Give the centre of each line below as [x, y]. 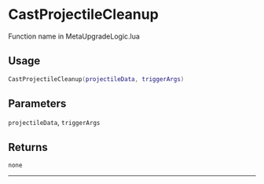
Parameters [37, 104]
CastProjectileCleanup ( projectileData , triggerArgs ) [96, 79]
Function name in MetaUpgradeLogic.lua [74, 36]
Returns [28, 147]
